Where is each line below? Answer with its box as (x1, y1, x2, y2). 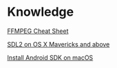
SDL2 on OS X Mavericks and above (7, 40, 110, 48)
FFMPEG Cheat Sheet (7, 27, 69, 35)
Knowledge (7, 4, 74, 20)
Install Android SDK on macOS (7, 53, 94, 62)
